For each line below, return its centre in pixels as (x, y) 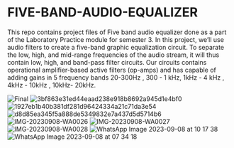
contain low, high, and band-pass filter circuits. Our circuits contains (107, 62)
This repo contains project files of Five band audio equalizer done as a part (117, 32)
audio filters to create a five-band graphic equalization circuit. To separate (116, 47)
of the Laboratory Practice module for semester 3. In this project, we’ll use (116, 39)
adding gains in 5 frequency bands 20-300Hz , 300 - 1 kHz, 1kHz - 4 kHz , (116, 77)
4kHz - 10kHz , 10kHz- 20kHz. (52, 85)
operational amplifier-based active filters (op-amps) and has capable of (112, 70)
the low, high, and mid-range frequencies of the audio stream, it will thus (113, 55)
